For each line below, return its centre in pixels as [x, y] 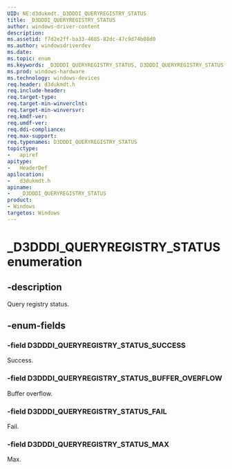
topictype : [23, 149]
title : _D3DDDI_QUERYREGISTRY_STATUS [61, 20]
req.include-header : [37, 91]
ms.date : [20, 53]
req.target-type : [32, 98]
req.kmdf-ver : [28, 116]
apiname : [20, 187]
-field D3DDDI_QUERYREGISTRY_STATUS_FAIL [87, 411]
